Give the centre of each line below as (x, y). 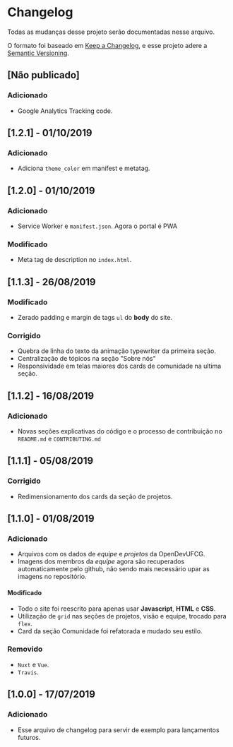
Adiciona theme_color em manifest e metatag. (84, 168)
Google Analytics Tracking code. (65, 111)
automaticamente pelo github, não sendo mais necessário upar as (113, 569)
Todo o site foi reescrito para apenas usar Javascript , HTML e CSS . (116, 609)
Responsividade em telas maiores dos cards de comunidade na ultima (119, 366)
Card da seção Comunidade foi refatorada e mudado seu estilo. (110, 631)
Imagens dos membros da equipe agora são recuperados (101, 561)
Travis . (28, 672)
